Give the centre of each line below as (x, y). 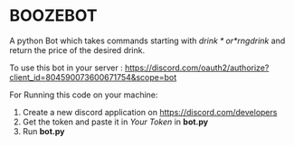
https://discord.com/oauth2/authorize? (197, 68)
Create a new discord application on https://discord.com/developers (150, 112)
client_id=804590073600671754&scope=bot (93, 77)
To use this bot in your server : (66, 68)
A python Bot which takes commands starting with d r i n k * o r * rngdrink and (147, 41)
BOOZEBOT (53, 16)
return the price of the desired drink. (77, 50)
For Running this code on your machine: (84, 95)
